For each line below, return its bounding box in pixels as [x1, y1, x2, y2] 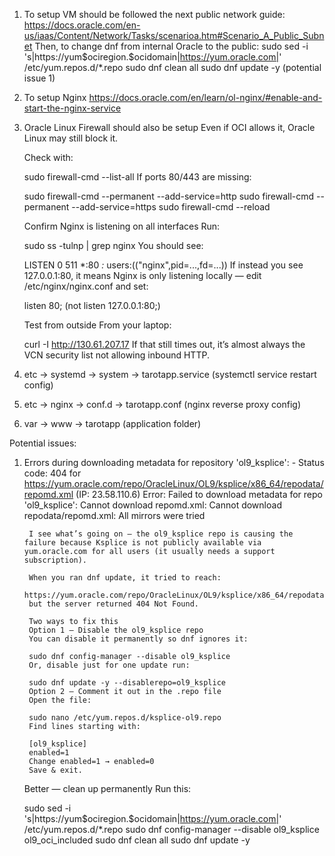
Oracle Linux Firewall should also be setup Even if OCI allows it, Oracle [23, 122, 316, 133]
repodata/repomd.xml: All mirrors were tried [23, 510, 206, 521]
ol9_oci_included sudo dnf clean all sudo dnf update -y [23, 834, 251, 846]
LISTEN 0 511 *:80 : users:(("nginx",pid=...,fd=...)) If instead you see [23, 259, 304, 271]
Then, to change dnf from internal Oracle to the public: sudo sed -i [34, 40, 309, 52]
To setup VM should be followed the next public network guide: [23, 9, 286, 20]
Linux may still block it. [23, 132, 119, 144]
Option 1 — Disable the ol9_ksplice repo [28, 625, 204, 635]
